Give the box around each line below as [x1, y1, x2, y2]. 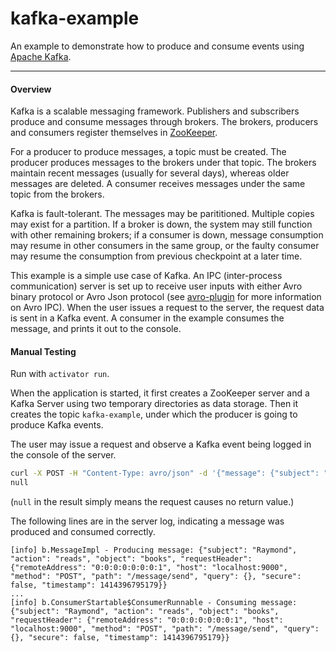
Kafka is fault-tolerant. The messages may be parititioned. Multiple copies [10, 208, 315, 220]
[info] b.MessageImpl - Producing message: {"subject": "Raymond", [10, 545, 298, 556]
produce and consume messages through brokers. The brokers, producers [10, 116, 319, 128]
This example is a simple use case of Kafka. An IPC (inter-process [10, 270, 283, 282]
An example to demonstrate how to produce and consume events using [10, 40, 305, 52]
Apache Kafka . [10, 50, 72, 62]
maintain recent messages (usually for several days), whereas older [10, 167, 290, 179]
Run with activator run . [10, 368, 110, 380]
